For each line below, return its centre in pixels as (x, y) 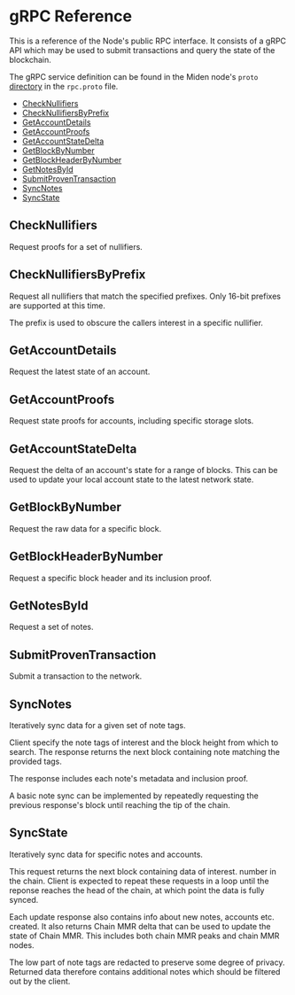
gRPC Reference (71, 16)
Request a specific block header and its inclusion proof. (111, 578)
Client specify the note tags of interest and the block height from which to (144, 742)
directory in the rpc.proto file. (64, 86)
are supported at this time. (58, 305)
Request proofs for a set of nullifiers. (76, 246)
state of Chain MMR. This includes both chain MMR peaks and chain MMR (144, 936)
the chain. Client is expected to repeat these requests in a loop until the (139, 881)
